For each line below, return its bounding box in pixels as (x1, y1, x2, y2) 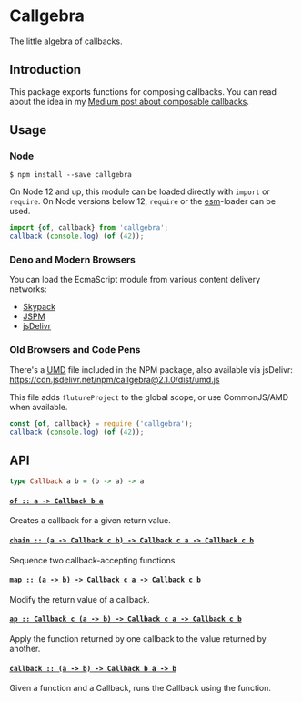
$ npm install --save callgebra (9, 170, 132, 180)
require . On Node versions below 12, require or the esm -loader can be (9, 196, 276, 207)
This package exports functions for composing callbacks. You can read (9, 86, 277, 97)
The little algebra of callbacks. (9, 36, 123, 46)
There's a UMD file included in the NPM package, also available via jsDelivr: (9, 364, 294, 375)
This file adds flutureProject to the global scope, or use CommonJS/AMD (9, 391, 289, 402)
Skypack (22, 302, 56, 313)
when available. (9, 401, 68, 412)
